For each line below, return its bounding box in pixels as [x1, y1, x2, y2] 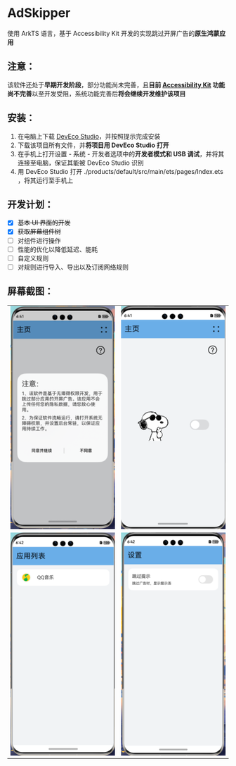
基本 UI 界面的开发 [17, 218, 71, 227]
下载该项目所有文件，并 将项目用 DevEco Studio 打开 [17, 141, 169, 149]
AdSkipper [7, 5, 71, 21]
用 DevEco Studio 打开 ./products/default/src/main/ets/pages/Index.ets [17, 167, 223, 175]
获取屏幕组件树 [17, 227, 61, 236]
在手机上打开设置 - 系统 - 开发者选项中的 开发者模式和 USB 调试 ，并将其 [17, 149, 225, 158]
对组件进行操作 [17, 236, 61, 244]
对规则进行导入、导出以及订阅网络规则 [17, 263, 129, 271]
